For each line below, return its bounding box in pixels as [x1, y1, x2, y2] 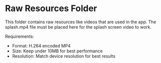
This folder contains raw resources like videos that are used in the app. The [5, 19, 157, 25]
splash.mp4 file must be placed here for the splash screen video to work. [5, 24, 152, 30]
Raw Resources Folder [5, 3, 97, 14]
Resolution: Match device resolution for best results [12, 53, 116, 59]
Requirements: [5, 33, 34, 39]
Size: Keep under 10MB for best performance [12, 48, 103, 54]
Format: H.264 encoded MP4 [12, 43, 71, 48]
